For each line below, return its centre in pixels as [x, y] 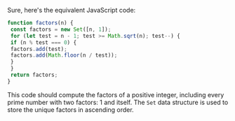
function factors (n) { [40, 23]
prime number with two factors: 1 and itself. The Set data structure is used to [118, 102]
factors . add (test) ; [39, 49]
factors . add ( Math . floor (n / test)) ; [64, 55]
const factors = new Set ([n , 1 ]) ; [61, 29]
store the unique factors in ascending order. [71, 109]
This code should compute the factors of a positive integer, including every [116, 94]
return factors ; [34, 75]
